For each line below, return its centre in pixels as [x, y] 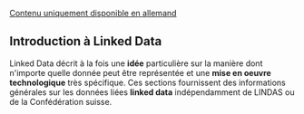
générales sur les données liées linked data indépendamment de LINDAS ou [152, 92]
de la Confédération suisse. [61, 101]
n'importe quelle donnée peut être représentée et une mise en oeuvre [141, 72]
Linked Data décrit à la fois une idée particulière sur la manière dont [136, 63]
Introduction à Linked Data [86, 41]
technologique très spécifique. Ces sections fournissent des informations [147, 82]
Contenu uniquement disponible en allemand [93, 13]
